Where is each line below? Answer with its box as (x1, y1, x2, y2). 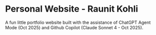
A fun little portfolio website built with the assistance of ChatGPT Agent (5, 19, 151, 25)
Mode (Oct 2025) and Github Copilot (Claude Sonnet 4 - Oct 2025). (5, 24, 144, 30)
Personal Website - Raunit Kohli (5, 3, 138, 15)
